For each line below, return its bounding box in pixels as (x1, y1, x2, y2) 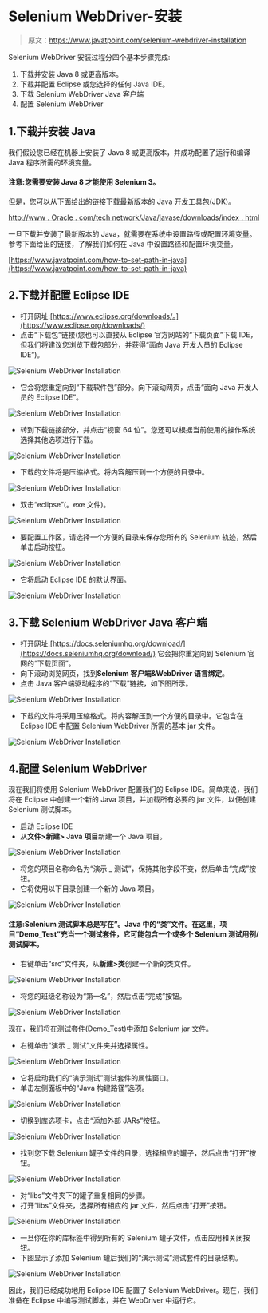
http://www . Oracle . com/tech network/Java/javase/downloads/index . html (8, 213, 260, 222)
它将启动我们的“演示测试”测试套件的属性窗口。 (19, 1072, 174, 1083)
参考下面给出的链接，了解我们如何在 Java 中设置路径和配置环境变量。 (8, 239, 238, 249)
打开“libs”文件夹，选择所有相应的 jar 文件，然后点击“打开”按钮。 (19, 1200, 231, 1210)
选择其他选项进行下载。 (19, 435, 97, 444)
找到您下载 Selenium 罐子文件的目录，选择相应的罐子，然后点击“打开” (19, 1148, 250, 1157)
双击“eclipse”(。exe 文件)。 (19, 499, 111, 509)
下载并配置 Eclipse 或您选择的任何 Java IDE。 (19, 79, 170, 89)
